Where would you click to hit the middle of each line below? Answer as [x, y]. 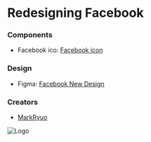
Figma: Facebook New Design [61, 84]
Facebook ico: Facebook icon [60, 50]
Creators [23, 102]
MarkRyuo [32, 117]
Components [30, 35]
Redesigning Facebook [75, 13]
